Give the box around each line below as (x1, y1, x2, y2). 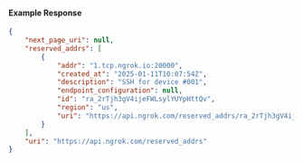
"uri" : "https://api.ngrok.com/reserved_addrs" (24, 137, 207, 146)
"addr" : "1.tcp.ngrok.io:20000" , (56, 61, 183, 70)
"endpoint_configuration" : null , (56, 86, 183, 95)
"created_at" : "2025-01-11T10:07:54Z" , (56, 69, 207, 79)
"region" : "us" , (56, 103, 118, 112)
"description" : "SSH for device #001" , (56, 78, 207, 87)
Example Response (8, 7, 82, 18)
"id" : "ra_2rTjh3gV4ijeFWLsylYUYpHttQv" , (56, 95, 216, 104)
